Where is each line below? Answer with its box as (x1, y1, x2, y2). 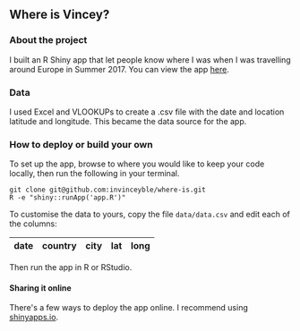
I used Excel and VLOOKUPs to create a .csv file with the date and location (9, 106, 285, 117)
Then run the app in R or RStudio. (9, 262, 133, 273)
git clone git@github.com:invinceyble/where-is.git (9, 185, 206, 195)
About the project (9, 34, 88, 47)
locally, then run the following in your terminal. (9, 168, 180, 179)
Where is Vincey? (9, 7, 110, 22)
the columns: (9, 218, 57, 229)
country (41, 240, 78, 252)
